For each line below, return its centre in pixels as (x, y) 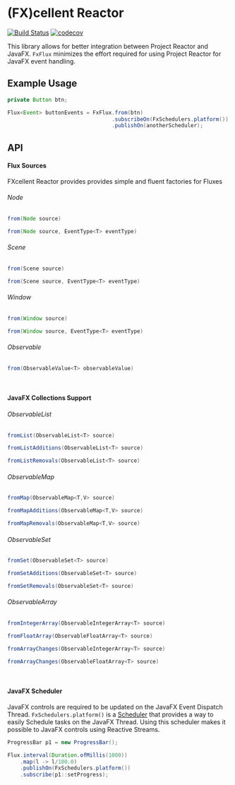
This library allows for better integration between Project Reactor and (108, 46)
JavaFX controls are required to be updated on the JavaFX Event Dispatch (115, 707)
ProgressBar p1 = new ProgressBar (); (63, 742)
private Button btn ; (38, 100)
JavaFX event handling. (42, 61)
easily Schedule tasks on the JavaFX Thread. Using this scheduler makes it (116, 721)
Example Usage (42, 84)
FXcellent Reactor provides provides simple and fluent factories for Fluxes (115, 181)
